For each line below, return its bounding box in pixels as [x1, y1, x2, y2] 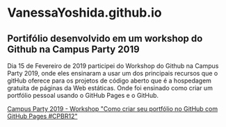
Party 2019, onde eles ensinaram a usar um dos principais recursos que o [7, 69, 218, 77]
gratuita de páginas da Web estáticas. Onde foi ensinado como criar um [7, 84, 213, 92]
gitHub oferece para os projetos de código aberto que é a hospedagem [7, 76, 212, 85]
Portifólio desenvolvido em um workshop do [7, 33, 203, 44]
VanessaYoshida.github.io [7, 5, 162, 21]
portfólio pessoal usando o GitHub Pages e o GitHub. [7, 92, 159, 99]
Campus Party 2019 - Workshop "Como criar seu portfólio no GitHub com [7, 105, 218, 112]
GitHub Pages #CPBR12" [7, 112, 78, 120]
